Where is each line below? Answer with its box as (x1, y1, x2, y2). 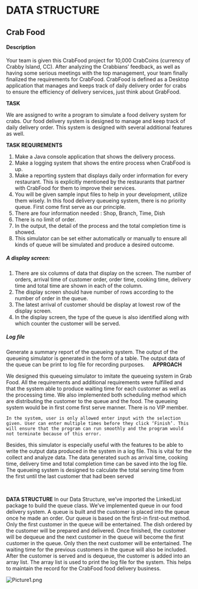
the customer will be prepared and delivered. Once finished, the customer (6, 527, 186, 534)
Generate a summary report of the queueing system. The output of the (6, 348, 178, 355)
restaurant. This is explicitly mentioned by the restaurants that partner (14, 178, 185, 185)
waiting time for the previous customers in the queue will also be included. (6, 546, 187, 553)
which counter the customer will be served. (14, 320, 121, 327)
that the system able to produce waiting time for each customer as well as (6, 385, 186, 392)
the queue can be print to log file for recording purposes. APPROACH (6, 361, 182, 368)
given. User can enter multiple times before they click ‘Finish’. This (6, 420, 189, 426)
